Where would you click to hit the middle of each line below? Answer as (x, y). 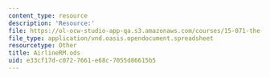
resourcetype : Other (43, 46)
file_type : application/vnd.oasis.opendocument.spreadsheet (111, 38)
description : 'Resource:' (51, 23)
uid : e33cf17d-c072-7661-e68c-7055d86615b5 (82, 61)
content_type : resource (48, 16)
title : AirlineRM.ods (45, 53)
